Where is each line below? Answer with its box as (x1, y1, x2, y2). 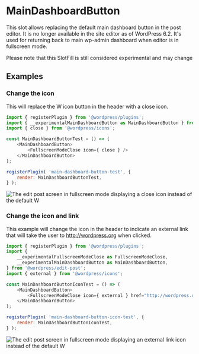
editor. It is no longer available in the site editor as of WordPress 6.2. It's (6, 30, 182, 37)
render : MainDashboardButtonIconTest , (17, 320, 113, 326)
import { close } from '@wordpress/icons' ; (6, 125, 115, 131)
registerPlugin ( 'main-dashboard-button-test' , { (6, 169, 131, 175)
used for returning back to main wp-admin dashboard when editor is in (6, 36, 179, 43)
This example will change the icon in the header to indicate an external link (6, 225, 188, 232)
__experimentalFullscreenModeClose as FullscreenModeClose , (17, 254, 168, 260)
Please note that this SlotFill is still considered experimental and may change (6, 54, 193, 61)
